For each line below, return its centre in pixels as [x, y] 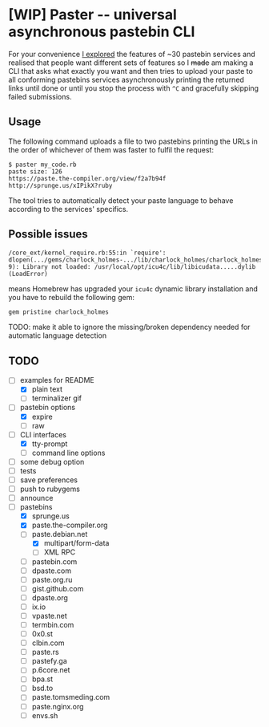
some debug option [52, 461]
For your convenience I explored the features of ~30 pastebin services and [132, 54]
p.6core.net [51, 670]
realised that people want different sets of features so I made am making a [131, 63]
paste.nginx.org [58, 706]
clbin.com [48, 643]
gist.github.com [58, 588]
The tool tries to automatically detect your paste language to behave [121, 200]
